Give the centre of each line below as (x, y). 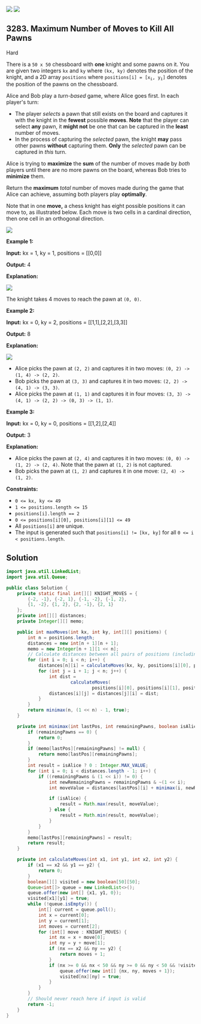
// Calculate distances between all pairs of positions (99, 654)
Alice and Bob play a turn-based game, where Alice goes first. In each (93, 96)
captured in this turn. (41, 152)
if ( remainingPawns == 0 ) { (63, 732)
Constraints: (22, 489)
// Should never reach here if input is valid (87, 999)
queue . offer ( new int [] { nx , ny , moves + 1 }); (117, 971)
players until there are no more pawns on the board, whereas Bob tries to (96, 170)
